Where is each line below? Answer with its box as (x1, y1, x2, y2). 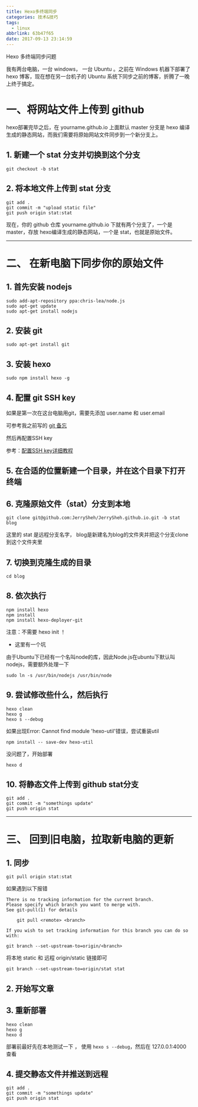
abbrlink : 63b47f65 (6, 31, 54, 37)
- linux (11, 25, 31, 31)
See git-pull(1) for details (6, 907, 78, 913)
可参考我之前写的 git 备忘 (6, 422, 67, 429)
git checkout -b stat (6, 166, 60, 172)
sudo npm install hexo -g (6, 375, 70, 381)
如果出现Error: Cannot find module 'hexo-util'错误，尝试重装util (6, 727, 159, 734)
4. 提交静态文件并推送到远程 (6, 1069, 108, 1079)
